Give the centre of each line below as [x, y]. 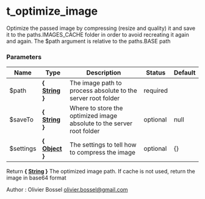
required [156, 91]
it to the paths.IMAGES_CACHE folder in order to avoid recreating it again [98, 34]
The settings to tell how [103, 145]
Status [156, 73]
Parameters [24, 57]
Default [185, 73]
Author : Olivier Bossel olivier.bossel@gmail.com [67, 190]
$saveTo [21, 120]
